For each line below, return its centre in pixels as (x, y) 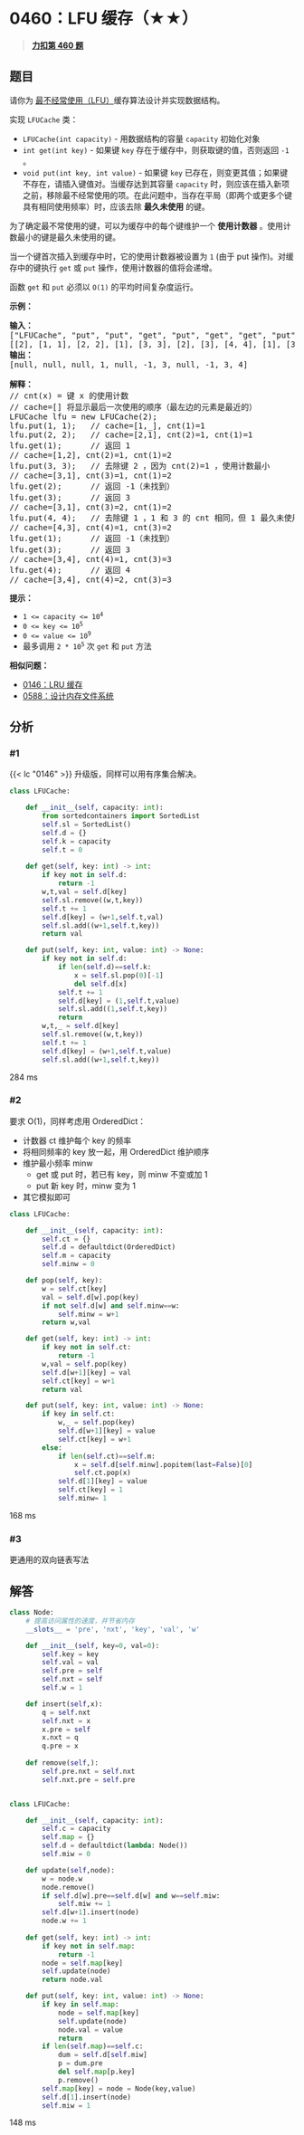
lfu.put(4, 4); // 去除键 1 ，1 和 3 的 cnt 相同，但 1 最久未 (147, 518)
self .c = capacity (76, 1829)
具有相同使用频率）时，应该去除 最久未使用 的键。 (116, 206)
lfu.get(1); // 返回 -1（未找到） (92, 538)
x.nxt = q (60, 1738)
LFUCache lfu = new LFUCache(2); (84, 416)
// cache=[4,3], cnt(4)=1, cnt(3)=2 (90, 527)
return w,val (66, 1322)
